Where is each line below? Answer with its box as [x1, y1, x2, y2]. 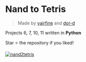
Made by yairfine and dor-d [17, 20, 75, 26]
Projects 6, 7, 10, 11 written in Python [5, 29, 81, 35]
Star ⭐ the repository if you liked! [5, 39, 74, 45]
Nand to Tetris [5, 3, 66, 15]
